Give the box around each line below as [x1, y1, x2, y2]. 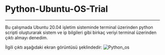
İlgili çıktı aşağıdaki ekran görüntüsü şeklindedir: [5, 44, 103, 50]
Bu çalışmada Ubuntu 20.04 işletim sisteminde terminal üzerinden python [5, 24, 153, 30]
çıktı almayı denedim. [5, 34, 48, 40]
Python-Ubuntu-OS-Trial [5, 3, 108, 15]
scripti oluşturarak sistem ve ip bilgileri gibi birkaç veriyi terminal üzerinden [5, 29, 157, 35]
